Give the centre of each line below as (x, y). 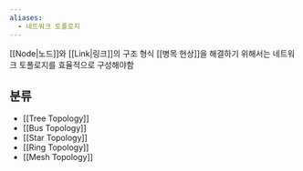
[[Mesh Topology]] (58, 157)
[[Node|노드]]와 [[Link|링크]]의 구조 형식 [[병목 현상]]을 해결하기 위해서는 (140, 53)
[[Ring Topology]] (56, 147)
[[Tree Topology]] (56, 118)
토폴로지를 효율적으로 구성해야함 (76, 65)
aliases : (26, 18)
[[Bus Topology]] (54, 128)
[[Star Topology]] (55, 138)
